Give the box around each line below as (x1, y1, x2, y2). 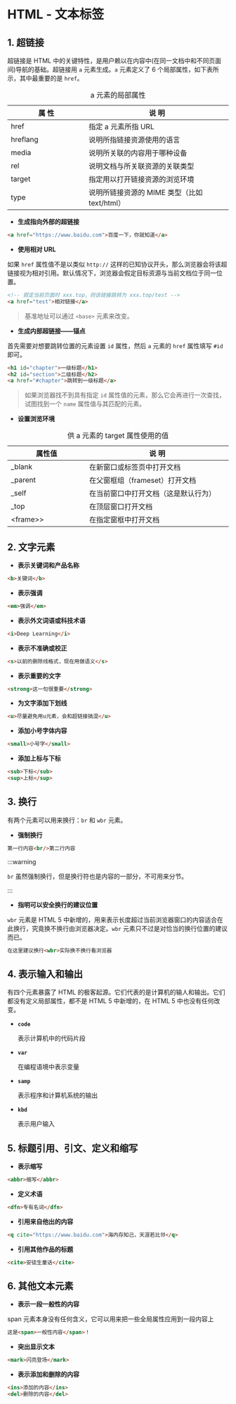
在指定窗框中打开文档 (88, 515, 160, 525)
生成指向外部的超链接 (17, 218, 79, 225)
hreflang (11, 135, 39, 144)
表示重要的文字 (17, 671, 61, 680)
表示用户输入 (17, 1120, 55, 1128)
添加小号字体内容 (17, 727, 67, 735)
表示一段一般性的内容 (17, 1300, 79, 1309)
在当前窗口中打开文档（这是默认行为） (88, 489, 216, 498)
